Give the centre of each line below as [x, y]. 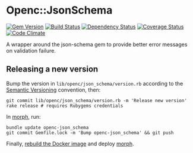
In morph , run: [23, 116]
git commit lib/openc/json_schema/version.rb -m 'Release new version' [96, 100]
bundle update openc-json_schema [48, 128]
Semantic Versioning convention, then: [53, 90]
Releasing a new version [52, 69]
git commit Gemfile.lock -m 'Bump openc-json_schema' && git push [90, 133]
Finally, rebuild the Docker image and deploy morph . [70, 144]
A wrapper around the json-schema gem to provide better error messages [97, 44]
